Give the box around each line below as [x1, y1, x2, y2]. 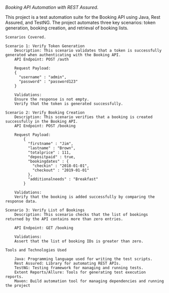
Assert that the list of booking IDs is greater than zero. [14, 239, 144, 244]
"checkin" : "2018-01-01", [32, 163, 90, 168]
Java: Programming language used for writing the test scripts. [14, 257, 153, 262]
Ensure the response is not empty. [14, 97, 90, 102]
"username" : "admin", [18, 75, 67, 80]
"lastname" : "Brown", [27, 145, 76, 151]
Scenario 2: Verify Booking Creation [5, 110, 85, 115]
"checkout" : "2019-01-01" [32, 168, 90, 173]
